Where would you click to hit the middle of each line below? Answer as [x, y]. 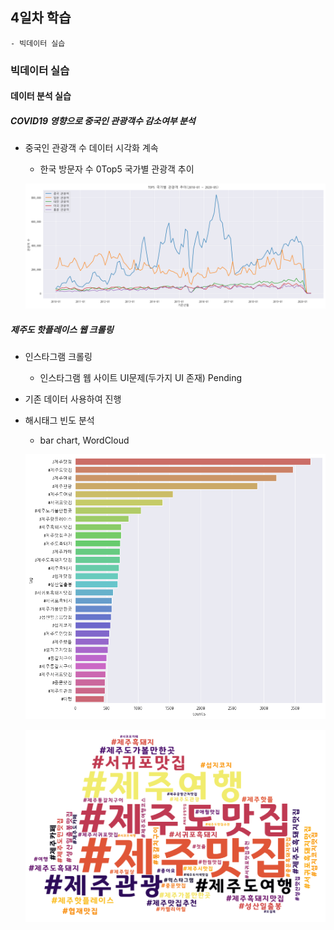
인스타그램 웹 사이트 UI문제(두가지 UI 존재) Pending [140, 378]
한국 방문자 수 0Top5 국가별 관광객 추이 [117, 169]
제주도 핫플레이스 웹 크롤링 [62, 329]
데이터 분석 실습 [41, 96]
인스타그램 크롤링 [58, 357]
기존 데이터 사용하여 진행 [73, 399]
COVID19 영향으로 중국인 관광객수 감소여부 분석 [103, 120]
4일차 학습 [41, 18]
